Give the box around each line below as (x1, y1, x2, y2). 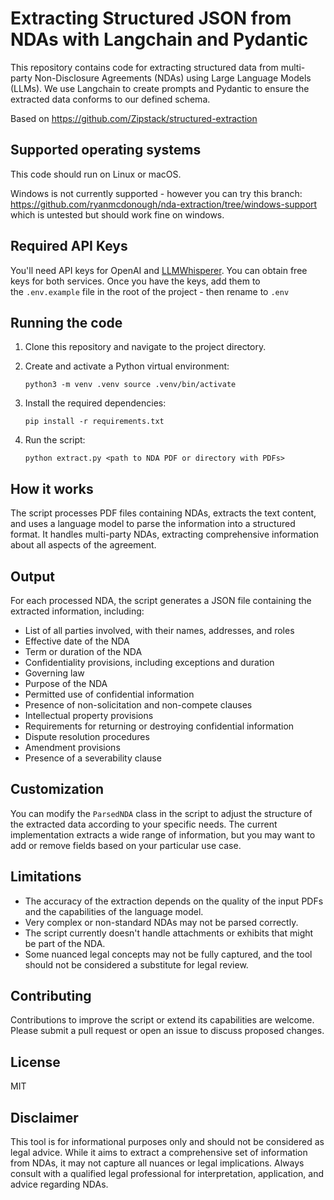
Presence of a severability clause (24, 752, 162, 764)
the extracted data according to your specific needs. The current (10, 818, 278, 830)
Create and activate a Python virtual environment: (24, 360, 230, 372)
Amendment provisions (24, 742, 121, 753)
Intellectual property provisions (24, 710, 154, 721)
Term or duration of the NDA (24, 646, 143, 657)
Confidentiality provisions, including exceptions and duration (24, 657, 275, 668)
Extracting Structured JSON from (10, 7, 292, 30)
